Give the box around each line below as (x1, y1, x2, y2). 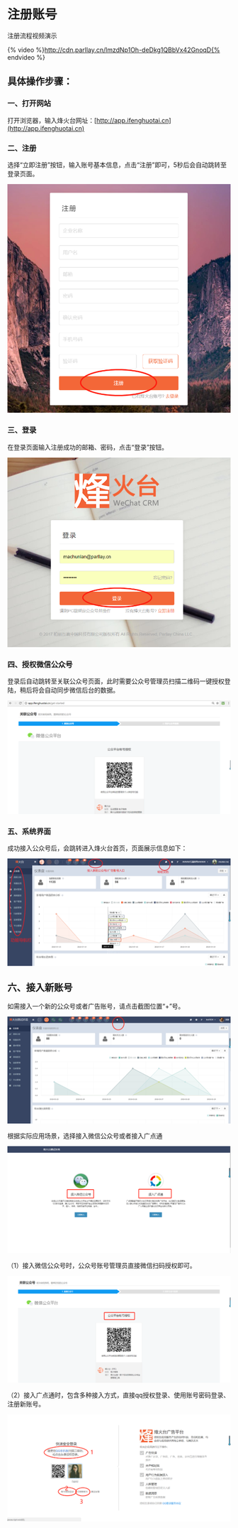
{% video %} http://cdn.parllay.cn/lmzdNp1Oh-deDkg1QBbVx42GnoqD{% (7, 45, 220, 54)
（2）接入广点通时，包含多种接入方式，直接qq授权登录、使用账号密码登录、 (7, 1391, 230, 1399)
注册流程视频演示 (7, 31, 57, 40)
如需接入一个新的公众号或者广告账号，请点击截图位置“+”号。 (7, 1002, 185, 1010)
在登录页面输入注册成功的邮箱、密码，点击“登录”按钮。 (7, 443, 169, 451)
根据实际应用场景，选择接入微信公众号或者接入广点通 (7, 1131, 163, 1140)
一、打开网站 (7, 99, 52, 109)
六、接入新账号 (7, 982, 73, 994)
